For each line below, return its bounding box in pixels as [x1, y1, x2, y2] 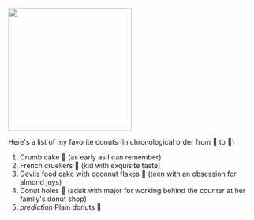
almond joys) [19, 178, 62, 187]
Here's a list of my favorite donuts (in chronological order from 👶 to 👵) [8, 137, 235, 146]
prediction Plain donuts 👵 [19, 203, 102, 211]
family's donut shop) [19, 194, 87, 203]
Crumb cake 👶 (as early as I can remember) [19, 152, 162, 162]
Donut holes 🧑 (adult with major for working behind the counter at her [19, 186, 246, 195]
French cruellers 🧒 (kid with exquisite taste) [19, 161, 161, 170]
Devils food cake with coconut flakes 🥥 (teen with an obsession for [19, 169, 237, 178]
